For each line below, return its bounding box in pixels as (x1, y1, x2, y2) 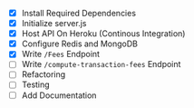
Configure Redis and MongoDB (21, 38, 138, 49)
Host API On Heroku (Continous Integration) (21, 28, 186, 39)
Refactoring (21, 69, 66, 80)
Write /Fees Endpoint (21, 49, 101, 60)
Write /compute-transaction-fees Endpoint (21, 59, 181, 70)
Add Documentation (21, 90, 97, 101)
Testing (21, 79, 51, 90)
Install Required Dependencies (21, 8, 137, 18)
